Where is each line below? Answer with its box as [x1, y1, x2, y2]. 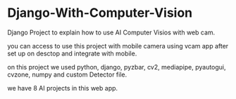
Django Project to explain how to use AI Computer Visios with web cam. [7, 28, 216, 37]
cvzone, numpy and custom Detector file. [7, 70, 128, 79]
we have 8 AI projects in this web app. [7, 84, 118, 92]
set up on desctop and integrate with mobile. [7, 49, 137, 58]
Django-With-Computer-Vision [7, 5, 193, 21]
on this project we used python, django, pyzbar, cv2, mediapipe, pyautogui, [7, 62, 227, 71]
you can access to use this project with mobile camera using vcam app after [7, 41, 229, 50]
